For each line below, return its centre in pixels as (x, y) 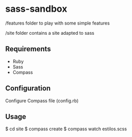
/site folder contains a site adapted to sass (50, 33)
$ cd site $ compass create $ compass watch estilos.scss (66, 129)
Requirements (28, 49)
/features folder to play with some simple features (58, 23)
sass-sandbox (36, 9)
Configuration (28, 88)
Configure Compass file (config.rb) (42, 101)
